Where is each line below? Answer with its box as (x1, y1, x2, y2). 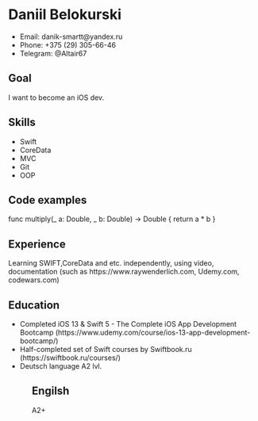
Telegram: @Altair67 (19, 48, 87, 58)
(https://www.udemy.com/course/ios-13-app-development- (55, 327, 251, 337)
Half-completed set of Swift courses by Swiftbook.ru (19, 345, 192, 354)
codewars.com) (8, 275, 60, 285)
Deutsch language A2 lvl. (19, 362, 102, 370)
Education (8, 298, 60, 312)
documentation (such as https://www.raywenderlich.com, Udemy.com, (8, 267, 240, 277)
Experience (8, 237, 66, 251)
